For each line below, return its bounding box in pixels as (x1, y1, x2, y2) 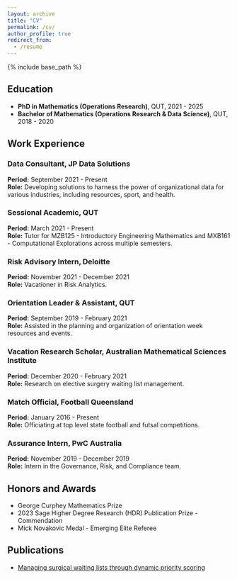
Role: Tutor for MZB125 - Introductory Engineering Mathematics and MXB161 (7, 231, 231, 240)
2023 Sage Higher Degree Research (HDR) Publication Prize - (17, 509, 198, 517)
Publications (7, 544, 64, 556)
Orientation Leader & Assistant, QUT (7, 298, 136, 308)
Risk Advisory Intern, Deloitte (7, 257, 111, 266)
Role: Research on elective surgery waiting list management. (7, 379, 185, 388)
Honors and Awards (7, 483, 97, 495)
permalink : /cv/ (7, 23, 55, 30)
